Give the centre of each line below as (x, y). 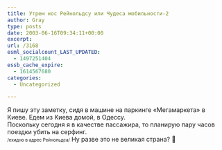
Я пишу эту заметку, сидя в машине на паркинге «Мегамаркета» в (106, 110)
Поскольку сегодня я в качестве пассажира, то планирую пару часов (111, 124)
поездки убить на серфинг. (47, 132)
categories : (24, 78)
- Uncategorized (37, 84)
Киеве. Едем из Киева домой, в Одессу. (67, 118)
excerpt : (20, 39)
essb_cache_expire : (35, 65)
